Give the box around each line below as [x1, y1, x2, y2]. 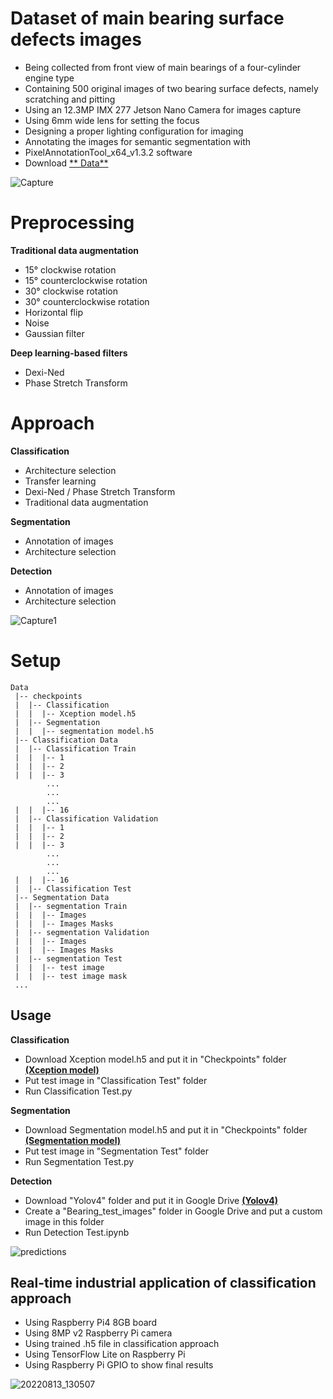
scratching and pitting [24, 93, 116, 105]
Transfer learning [24, 475, 97, 487]
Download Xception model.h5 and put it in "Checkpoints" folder [24, 1053, 287, 1065]
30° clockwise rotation [24, 285, 118, 297]
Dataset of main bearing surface [10, 7, 285, 30]
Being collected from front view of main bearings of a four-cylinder [24, 61, 302, 73]
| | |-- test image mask [14, 971, 128, 981]
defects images [10, 28, 142, 51]
